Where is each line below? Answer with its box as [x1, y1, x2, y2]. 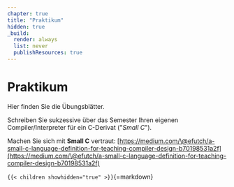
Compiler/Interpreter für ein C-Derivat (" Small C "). [7, 123, 152, 131]
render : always [13, 36, 58, 43]
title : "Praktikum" [7, 17, 64, 24]
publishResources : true [13, 50, 82, 57]
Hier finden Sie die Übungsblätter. [7, 102, 105, 110]
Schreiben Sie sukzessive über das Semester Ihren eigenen [7, 116, 179, 124]
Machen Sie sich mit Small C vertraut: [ [7, 137, 120, 145]
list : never [13, 43, 49, 50]
